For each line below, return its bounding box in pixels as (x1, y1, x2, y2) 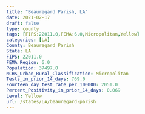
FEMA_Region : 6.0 (6, 59, 50, 65)
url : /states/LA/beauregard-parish (6, 98, 96, 104)
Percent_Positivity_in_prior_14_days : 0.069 (6, 87, 121, 93)
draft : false (6, 20, 39, 26)
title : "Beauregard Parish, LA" (6, 8, 88, 15)
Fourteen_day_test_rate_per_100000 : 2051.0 (6, 82, 118, 88)
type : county (6, 25, 39, 32)
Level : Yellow (6, 93, 42, 99)
